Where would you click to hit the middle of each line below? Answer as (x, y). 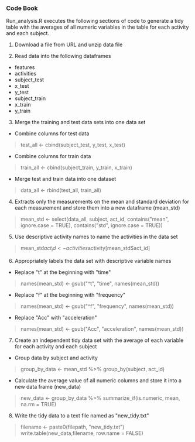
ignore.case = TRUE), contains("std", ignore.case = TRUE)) (91, 225)
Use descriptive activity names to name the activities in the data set (96, 237)
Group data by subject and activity (56, 358)
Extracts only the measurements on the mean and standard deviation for (102, 202)
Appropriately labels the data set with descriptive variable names (93, 261)
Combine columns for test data (52, 133)
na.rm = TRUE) (38, 405)
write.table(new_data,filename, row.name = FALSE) (82, 433)
